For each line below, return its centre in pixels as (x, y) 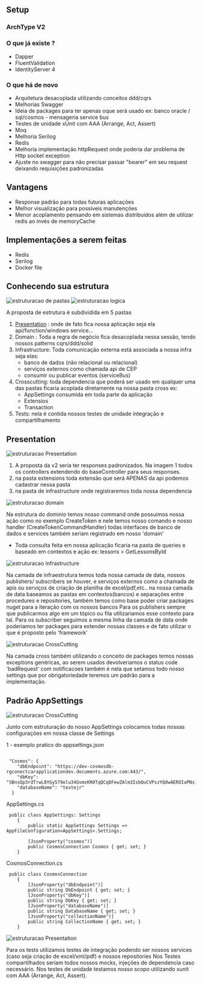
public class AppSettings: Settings (55, 815)
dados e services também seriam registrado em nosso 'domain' (85, 533)
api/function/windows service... (54, 330)
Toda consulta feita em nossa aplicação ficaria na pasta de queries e (100, 546)
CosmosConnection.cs (35, 863)
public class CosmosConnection (48, 874)
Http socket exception (42, 156)
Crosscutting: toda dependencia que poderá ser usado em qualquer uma (105, 382)
